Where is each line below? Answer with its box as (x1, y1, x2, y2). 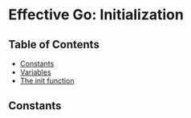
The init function (19, 76, 75, 85)
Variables (19, 67, 51, 77)
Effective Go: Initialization (8, 6, 185, 24)
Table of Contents (8, 38, 100, 51)
